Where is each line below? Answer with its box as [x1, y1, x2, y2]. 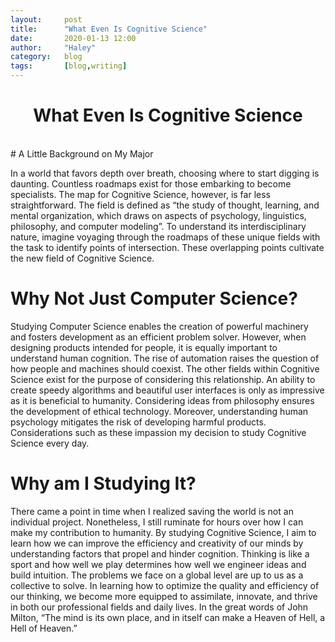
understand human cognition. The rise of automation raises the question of [10, 352, 320, 364]
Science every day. [10, 437, 90, 449]
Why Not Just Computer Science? [10, 287, 298, 310]
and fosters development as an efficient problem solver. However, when [10, 331, 307, 343]
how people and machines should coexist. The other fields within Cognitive [10, 362, 320, 375]
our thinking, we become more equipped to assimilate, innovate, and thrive [10, 590, 318, 602]
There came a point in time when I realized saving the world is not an [10, 505, 294, 517]
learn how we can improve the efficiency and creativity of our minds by [10, 537, 304, 549]
